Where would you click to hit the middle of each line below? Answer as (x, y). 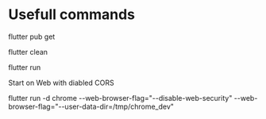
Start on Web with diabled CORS (61, 83)
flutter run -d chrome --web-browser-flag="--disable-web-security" (120, 98)
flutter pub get (32, 36)
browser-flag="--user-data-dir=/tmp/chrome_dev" (91, 106)
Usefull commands (72, 15)
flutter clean (28, 52)
